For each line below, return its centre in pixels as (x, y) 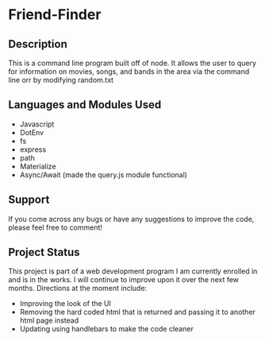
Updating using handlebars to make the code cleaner (107, 329)
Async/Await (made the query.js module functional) (104, 174)
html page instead (49, 320)
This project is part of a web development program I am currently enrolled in (133, 271)
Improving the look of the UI (65, 304)
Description (38, 44)
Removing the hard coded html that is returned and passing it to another (138, 312)
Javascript (37, 124)
